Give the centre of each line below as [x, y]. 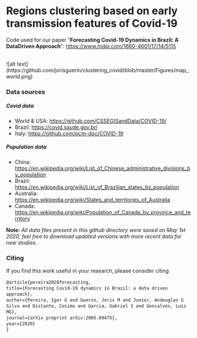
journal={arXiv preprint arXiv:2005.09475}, [62, 318]
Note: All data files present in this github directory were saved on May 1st [96, 230]
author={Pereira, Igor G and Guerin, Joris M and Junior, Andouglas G [95, 300]
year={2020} [21, 324]
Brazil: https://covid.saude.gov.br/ [56, 127]
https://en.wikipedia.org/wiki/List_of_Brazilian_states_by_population [97, 187]
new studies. [22, 242]
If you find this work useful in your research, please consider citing [88, 271]
